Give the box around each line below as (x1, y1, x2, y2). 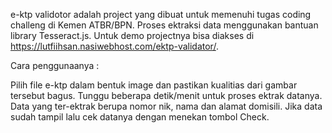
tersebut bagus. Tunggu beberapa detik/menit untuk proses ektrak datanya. (10, 90, 323, 101)
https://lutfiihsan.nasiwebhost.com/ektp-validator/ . (10, 40, 219, 52)
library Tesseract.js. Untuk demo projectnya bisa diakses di (10, 30, 255, 41)
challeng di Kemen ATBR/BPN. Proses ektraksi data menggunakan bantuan (10, 19, 319, 31)
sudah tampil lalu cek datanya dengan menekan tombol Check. (10, 111, 270, 123)
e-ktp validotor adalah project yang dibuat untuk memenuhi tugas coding (10, 9, 312, 20)
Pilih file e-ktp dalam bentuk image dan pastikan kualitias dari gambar (10, 79, 298, 91)
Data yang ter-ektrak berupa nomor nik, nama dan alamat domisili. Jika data (10, 100, 323, 112)
